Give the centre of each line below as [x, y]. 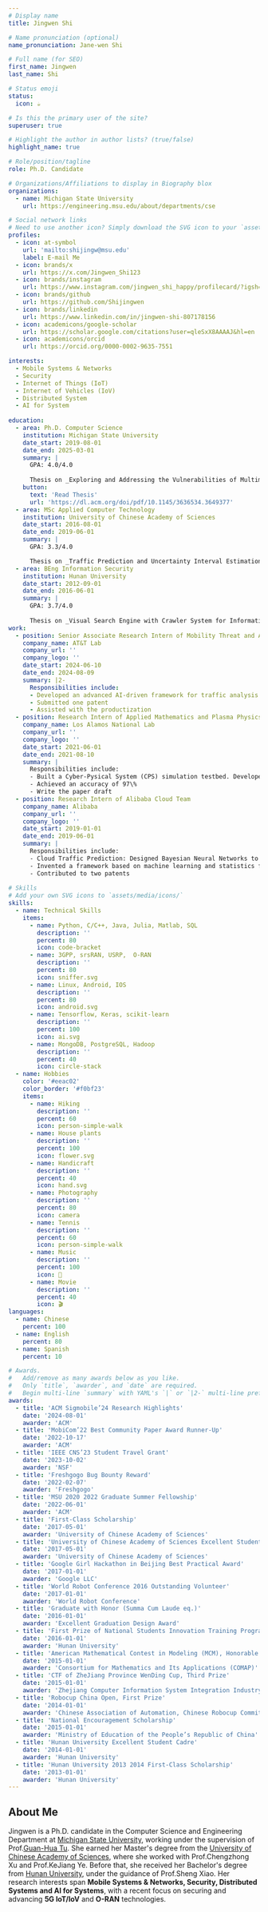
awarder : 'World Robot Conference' [82, 1601]
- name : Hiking [55, 1104]
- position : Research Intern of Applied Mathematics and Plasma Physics [139, 717]
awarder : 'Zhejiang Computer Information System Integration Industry [142, 1691]
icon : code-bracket [69, 948]
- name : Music [53, 1253]
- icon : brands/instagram [59, 280]
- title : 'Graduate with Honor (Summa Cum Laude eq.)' [108, 1609]
